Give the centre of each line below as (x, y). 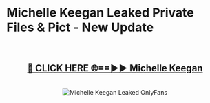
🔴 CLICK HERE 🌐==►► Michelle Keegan (115, 68)
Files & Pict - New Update (80, 27)
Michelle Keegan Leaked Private (100, 13)
